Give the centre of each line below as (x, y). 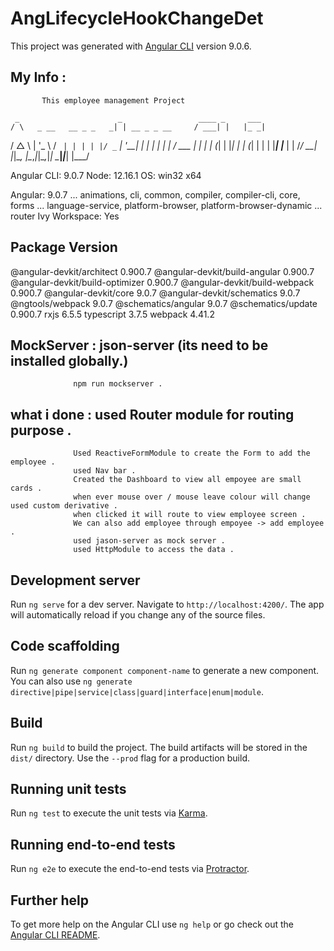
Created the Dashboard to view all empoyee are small (187, 480)
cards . (26, 488)
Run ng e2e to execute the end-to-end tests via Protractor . (130, 869)
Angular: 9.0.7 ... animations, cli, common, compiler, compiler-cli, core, (155, 194)
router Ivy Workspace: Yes (65, 216)
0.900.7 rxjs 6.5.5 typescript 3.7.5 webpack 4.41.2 (112, 314)
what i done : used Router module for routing (152, 414)
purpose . (41, 430)
